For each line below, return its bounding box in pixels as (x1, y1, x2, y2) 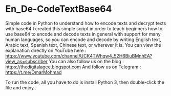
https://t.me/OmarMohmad (5, 69, 62, 75)
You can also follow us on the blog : (48, 58, 124, 64)
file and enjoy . (5, 84, 37, 90)
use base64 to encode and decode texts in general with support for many (5, 31, 161, 37)
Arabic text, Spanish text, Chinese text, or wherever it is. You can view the (5, 42, 161, 48)
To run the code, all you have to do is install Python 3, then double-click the (5, 79, 165, 85)
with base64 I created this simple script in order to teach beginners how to (5, 25, 163, 31)
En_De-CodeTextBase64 (5, 3, 112, 15)
